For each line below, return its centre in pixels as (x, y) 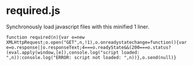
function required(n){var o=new (45, 37)
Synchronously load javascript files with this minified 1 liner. (78, 27)
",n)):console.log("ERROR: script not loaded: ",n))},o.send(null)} (91, 57)
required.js (33, 11)
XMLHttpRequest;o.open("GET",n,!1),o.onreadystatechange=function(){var (96, 42)
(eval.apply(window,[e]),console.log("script (62, 52)
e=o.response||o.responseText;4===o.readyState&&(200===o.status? (89, 47)
